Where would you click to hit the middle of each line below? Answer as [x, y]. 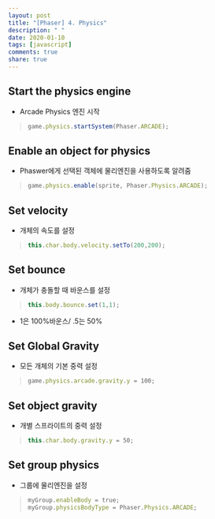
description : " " [37, 30]
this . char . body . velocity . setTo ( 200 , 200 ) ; [96, 245]
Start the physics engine [70, 91]
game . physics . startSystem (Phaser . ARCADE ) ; [98, 126]
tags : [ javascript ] [40, 45]
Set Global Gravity [54, 347]
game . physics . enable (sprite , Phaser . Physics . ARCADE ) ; [118, 186]
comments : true [33, 52]
